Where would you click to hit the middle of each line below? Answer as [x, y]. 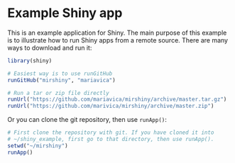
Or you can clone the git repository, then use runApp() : [87, 120]
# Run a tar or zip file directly [59, 93]
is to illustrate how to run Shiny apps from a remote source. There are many [118, 40]
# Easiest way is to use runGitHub [60, 73]
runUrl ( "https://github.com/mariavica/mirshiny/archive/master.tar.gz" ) [117, 100]
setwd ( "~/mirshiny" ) [38, 146]
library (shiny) [30, 61]
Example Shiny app [65, 13]
